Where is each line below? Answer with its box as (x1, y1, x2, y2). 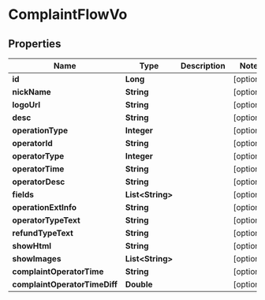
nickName (12, 87, 51, 97)
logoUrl (12, 99, 41, 110)
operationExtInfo (12, 202, 77, 212)
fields (12, 189, 34, 200)
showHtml (12, 241, 52, 251)
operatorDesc (12, 176, 65, 187)
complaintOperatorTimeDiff (12, 279, 118, 290)
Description (180, 61, 226, 71)
